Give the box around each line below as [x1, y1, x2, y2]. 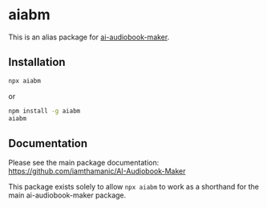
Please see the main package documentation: [8, 158, 160, 168]
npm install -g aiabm [8, 107, 81, 115]
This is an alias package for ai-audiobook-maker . [8, 32, 170, 42]
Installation [8, 55, 66, 69]
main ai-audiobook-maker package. [8, 190, 127, 200]
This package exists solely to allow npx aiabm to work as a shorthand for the [8, 182, 259, 192]
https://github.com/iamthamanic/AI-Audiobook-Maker [8, 166, 186, 176]
